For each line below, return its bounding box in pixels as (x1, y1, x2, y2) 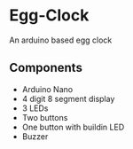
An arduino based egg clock (9, 35, 113, 45)
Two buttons (21, 112, 68, 122)
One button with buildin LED (21, 122, 125, 132)
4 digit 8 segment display (21, 93, 115, 104)
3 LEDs (21, 103, 49, 114)
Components (9, 60, 82, 75)
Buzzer (21, 130, 49, 142)
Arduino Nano (21, 83, 74, 94)
